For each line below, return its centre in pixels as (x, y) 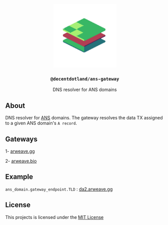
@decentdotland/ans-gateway (85, 79)
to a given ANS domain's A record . (41, 123)
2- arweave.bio (21, 161)
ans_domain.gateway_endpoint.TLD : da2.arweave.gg (59, 189)
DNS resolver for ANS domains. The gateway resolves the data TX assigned (84, 118)
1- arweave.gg (20, 151)
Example (19, 177)
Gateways (21, 139)
